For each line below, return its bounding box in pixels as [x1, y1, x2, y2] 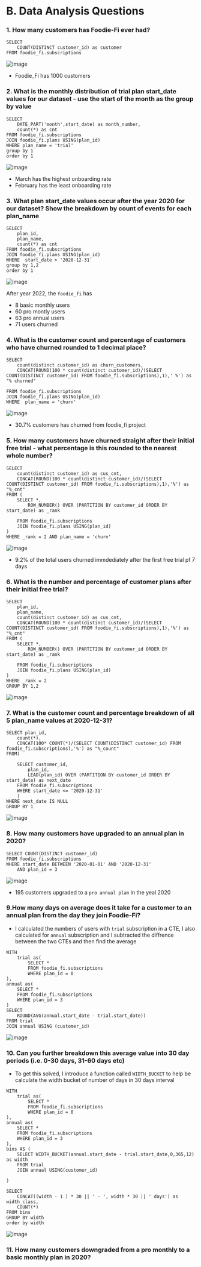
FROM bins [6, 1210, 31, 1216]
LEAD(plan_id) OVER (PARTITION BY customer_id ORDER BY [28, 772, 170, 778]
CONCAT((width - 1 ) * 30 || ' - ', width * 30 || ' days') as [17, 1193, 179, 1200]
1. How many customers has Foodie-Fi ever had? [6, 26, 151, 34]
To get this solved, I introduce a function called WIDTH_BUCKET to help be [14, 1070, 191, 1077]
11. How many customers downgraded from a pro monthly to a [6, 1246, 190, 1254]
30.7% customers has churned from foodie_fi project [14, 421, 146, 429]
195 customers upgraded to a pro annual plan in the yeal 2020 [14, 888, 171, 896]
